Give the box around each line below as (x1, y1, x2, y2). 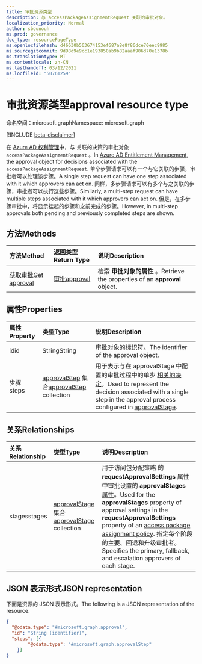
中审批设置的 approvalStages (102, 481, 186, 489)
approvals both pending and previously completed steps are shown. (6, 209, 175, 217)
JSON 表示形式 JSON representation (6, 583, 142, 594)
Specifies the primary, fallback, (102, 546, 190, 554)
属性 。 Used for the (102, 490, 155, 498)
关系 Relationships (6, 425, 75, 435)
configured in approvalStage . (95, 403, 177, 411)
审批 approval (53, 275, 91, 283)
